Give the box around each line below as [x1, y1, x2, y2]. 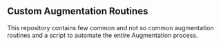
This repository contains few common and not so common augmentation [7, 23, 214, 32]
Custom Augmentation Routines [7, 5, 148, 17]
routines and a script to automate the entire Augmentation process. [7, 31, 198, 39]
